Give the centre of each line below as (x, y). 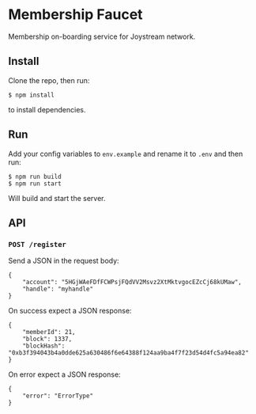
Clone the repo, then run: (49, 80)
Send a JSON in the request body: (64, 261)
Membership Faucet (76, 15)
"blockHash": (44, 346)
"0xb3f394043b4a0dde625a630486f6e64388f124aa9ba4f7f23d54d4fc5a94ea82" (128, 353)
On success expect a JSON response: (70, 311)
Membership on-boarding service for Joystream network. (102, 36)
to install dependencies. (47, 109)
